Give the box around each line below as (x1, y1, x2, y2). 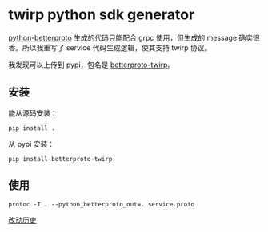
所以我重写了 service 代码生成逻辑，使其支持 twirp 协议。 (22, 42, 212, 53)
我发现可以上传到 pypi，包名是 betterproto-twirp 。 (8, 60, 175, 69)
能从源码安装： (8, 108, 58, 117)
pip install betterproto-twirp (8, 155, 113, 163)
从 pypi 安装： (8, 139, 55, 148)
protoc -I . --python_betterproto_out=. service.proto (8, 200, 195, 208)
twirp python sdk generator (8, 6, 195, 24)
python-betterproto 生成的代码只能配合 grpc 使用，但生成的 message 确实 (8, 33, 254, 42)
